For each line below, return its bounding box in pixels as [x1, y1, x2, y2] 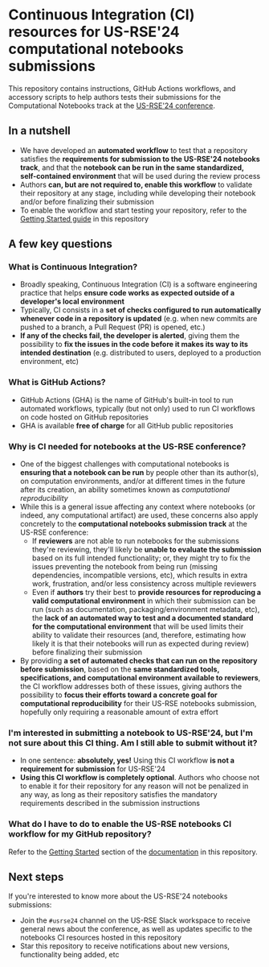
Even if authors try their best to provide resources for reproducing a [31, 588, 262, 597]
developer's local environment [19, 296, 124, 307]
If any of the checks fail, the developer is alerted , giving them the [19, 331, 240, 341]
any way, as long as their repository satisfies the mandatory [19, 790, 218, 800]
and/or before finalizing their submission [19, 196, 154, 206]
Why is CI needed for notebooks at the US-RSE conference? [8, 440, 247, 452]
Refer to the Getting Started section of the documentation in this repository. [8, 847, 259, 857]
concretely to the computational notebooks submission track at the [19, 519, 247, 529]
